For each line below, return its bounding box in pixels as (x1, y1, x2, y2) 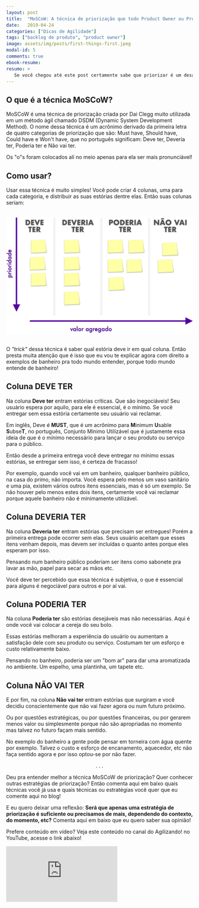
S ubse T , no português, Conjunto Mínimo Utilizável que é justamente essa (6, 428, 185, 435)
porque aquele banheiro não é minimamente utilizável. (6, 495, 139, 502)
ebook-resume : (6, 59, 41, 65)
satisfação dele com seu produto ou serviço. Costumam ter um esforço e (6, 639, 185, 646)
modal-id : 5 (6, 47, 36, 53)
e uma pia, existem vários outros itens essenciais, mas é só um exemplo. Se (6, 482, 191, 489)
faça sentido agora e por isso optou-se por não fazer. (6, 751, 137, 758)
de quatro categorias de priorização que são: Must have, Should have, (6, 129, 178, 136)
